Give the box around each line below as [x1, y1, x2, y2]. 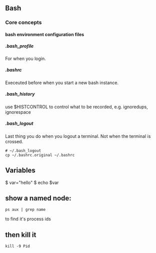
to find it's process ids [5, 216, 51, 222]
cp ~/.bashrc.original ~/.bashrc [5, 152, 75, 157]
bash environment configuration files [5, 31, 84, 37]
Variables [5, 166, 36, 175]
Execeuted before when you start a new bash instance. [5, 80, 119, 86]
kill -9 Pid [5, 244, 30, 249]
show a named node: [5, 194, 71, 202]
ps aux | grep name [5, 207, 46, 212]
